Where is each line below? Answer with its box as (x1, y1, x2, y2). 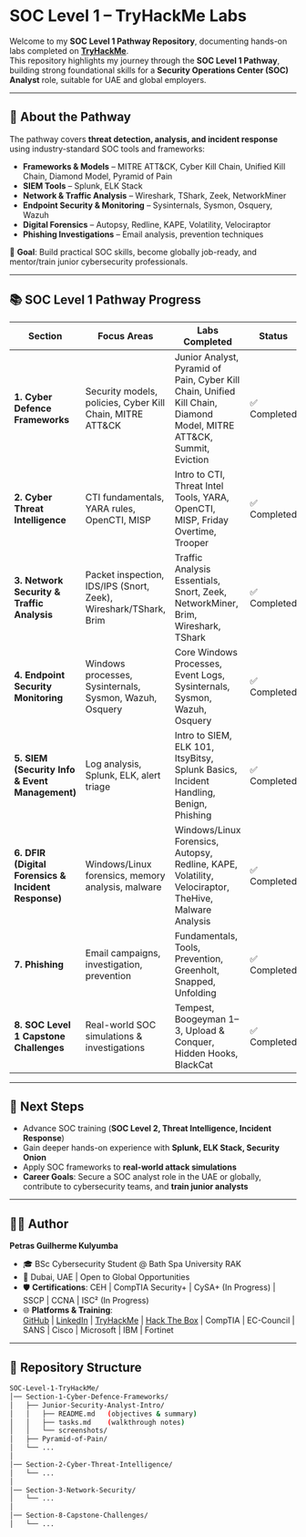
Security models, (85, 385, 158, 397)
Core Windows (174, 645, 239, 658)
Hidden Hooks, (174, 1047, 239, 1059)
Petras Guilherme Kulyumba (9, 1241, 118, 1252)
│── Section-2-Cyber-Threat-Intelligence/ (9, 1460, 173, 1469)
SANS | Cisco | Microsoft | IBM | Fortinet (22, 1325, 175, 1336)
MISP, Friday (174, 513, 229, 526)
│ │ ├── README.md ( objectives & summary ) (9, 1409, 198, 1418)
